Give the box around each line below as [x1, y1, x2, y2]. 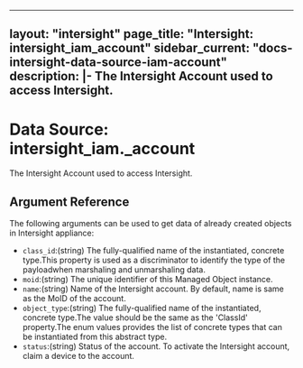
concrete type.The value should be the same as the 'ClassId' [22, 312, 248, 323]
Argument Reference [9, 194, 130, 209]
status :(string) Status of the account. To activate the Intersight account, [22, 341, 290, 352]
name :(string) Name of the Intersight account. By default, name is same [22, 283, 284, 294]
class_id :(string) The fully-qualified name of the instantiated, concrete [22, 245, 285, 256]
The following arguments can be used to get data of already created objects [9, 218, 292, 229]
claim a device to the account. [22, 351, 135, 362]
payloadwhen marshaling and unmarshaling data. [22, 264, 206, 275]
